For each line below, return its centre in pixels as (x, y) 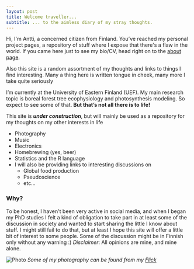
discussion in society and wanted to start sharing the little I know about (92, 223)
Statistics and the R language (50, 159)
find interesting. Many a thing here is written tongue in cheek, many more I (96, 75)
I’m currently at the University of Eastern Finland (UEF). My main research (95, 92)
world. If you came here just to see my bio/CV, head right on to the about (93, 51)
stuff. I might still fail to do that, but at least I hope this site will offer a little (94, 230)
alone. (14, 248)
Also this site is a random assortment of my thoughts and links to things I (93, 69)
